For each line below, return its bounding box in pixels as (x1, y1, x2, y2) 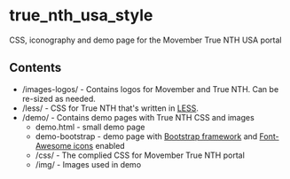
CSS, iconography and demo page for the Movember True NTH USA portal (9, 35, 282, 45)
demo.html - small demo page (35, 121, 145, 132)
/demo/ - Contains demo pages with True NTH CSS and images (21, 112, 255, 122)
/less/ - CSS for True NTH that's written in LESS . (21, 103, 200, 113)
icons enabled (73, 140, 126, 151)
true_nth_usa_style (9, 5, 153, 26)
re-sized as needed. (21, 93, 96, 104)
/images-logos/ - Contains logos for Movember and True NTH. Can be (21, 83, 279, 94)
